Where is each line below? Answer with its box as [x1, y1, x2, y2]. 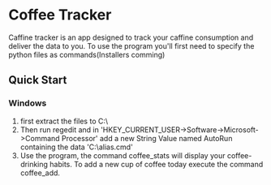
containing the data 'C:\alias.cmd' [19, 142, 134, 152]
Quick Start [8, 73, 67, 87]
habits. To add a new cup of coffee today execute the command [49, 159, 264, 169]
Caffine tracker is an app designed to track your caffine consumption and [8, 32, 254, 42]
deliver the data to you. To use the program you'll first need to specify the [8, 41, 255, 50]
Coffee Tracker [8, 6, 112, 24]
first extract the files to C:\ [19, 116, 109, 126]
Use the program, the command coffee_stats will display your [19, 150, 226, 160]
